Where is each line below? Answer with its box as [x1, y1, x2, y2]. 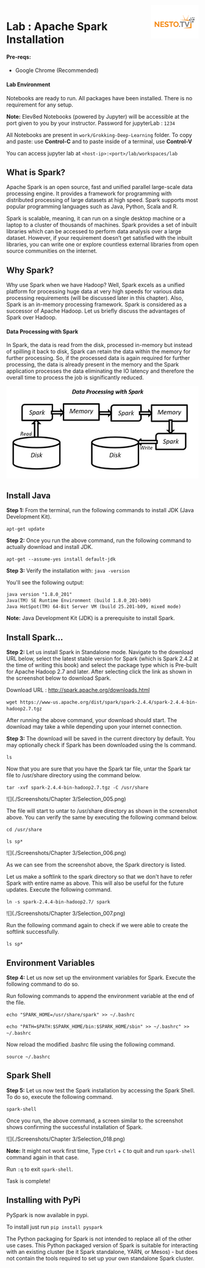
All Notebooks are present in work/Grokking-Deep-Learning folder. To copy [6, 131, 192, 138]
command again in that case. [6, 1154, 79, 1161]
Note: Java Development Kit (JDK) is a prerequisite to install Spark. [6, 614, 175, 622]
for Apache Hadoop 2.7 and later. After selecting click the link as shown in [6, 668, 192, 676]
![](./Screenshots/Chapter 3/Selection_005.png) [6, 796, 126, 803]
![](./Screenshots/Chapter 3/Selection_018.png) [6, 1135, 125, 1143]
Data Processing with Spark [6, 327, 79, 335]
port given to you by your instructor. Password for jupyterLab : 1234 [6, 119, 175, 127]
